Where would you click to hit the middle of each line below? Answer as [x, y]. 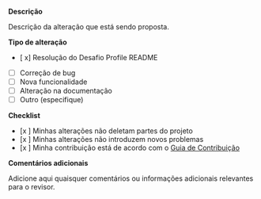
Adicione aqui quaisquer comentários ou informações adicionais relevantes [131, 178]
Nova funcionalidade [53, 82]
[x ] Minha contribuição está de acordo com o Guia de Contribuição [129, 148]
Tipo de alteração [38, 42]
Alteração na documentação [66, 91]
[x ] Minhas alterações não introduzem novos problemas [112, 140]
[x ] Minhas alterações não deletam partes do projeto [106, 131]
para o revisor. [32, 187]
